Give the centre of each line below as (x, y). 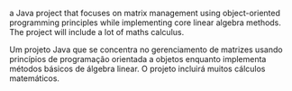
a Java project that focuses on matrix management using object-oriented (145, 13)
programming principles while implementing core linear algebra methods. (146, 23)
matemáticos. (35, 78)
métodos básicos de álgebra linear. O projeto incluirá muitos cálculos (137, 68)
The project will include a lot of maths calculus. (97, 32)
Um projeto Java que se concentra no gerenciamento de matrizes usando (146, 50)
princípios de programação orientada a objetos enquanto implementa (138, 59)
